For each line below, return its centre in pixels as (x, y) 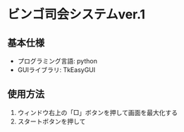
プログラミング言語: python (57, 61)
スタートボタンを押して (51, 121)
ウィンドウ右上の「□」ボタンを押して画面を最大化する (98, 112)
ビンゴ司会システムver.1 (76, 14)
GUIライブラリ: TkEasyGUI (56, 70)
